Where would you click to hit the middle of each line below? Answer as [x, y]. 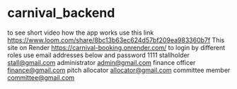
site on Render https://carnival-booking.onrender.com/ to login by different [116, 47]
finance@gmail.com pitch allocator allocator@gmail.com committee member [119, 70]
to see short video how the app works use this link [81, 32]
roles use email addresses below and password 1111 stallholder [98, 55]
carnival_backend [61, 13]
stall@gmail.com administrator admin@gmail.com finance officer [102, 62]
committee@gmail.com [41, 77]
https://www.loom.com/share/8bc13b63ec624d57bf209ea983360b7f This [116, 40]
